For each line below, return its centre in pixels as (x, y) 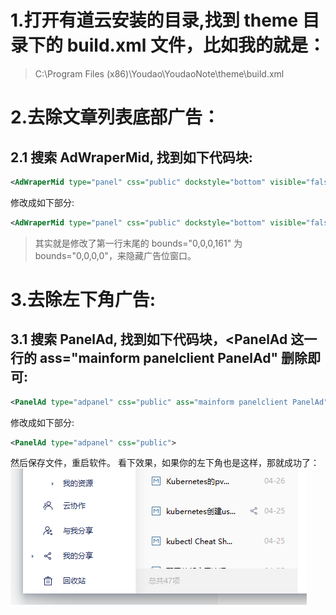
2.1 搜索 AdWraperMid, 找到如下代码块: (131, 157)
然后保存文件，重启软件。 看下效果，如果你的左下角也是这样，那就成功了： (165, 463)
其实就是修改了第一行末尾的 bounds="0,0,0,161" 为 (138, 243)
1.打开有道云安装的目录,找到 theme (154, 20)
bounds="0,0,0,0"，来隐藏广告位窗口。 (115, 255)
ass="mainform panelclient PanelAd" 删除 (173, 358)
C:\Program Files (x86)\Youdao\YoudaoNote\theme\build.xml (159, 73)
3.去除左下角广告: (83, 299)
